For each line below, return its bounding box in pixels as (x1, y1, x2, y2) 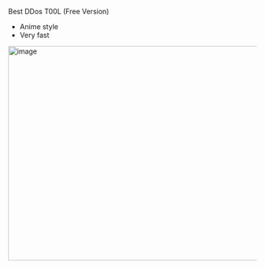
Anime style (19, 22, 59, 31)
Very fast (19, 31, 50, 39)
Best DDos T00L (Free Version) (8, 7, 110, 16)
